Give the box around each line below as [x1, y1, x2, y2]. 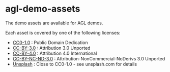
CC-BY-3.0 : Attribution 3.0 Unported [12, 45, 91, 51]
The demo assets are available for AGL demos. [5, 20, 103, 26]
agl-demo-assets [5, 3, 80, 15]
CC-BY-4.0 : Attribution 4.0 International [12, 50, 97, 56]
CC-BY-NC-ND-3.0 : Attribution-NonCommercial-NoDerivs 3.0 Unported [12, 55, 165, 61]
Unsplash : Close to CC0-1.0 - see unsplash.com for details [12, 61, 137, 67]
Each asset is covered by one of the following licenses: [5, 29, 121, 35]
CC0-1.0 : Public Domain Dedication [12, 39, 88, 46]
